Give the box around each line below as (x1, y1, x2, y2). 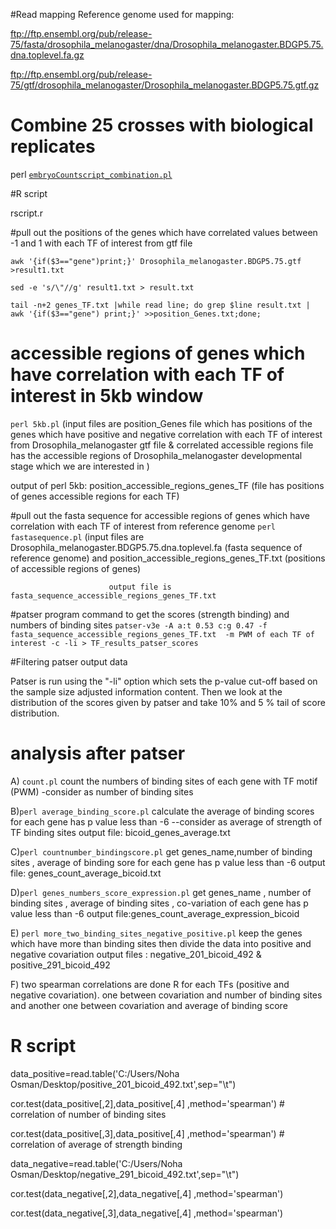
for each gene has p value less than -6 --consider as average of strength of (10, 815, 323, 828)
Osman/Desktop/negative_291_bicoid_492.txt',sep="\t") (10, 1168, 240, 1180)
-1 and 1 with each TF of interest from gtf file (10, 237, 193, 249)
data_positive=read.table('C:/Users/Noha (10, 1067, 180, 1079)
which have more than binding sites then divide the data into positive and (10, 937, 312, 949)
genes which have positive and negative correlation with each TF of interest (10, 428, 323, 440)
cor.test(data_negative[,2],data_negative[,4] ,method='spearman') (10, 1187, 284, 1199)
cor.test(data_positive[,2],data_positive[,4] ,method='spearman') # (10, 1097, 285, 1109)
